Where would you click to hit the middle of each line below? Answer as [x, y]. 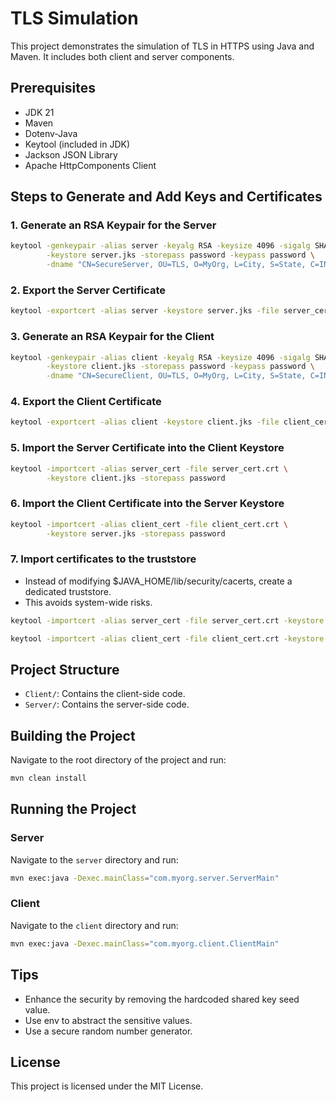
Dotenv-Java [51, 133]
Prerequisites [53, 88]
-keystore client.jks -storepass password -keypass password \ [180, 367]
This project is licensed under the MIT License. [107, 1086]
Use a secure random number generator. [108, 1031]
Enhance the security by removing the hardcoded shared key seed [162, 999]
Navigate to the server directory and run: [94, 859]
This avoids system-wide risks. [88, 602]
